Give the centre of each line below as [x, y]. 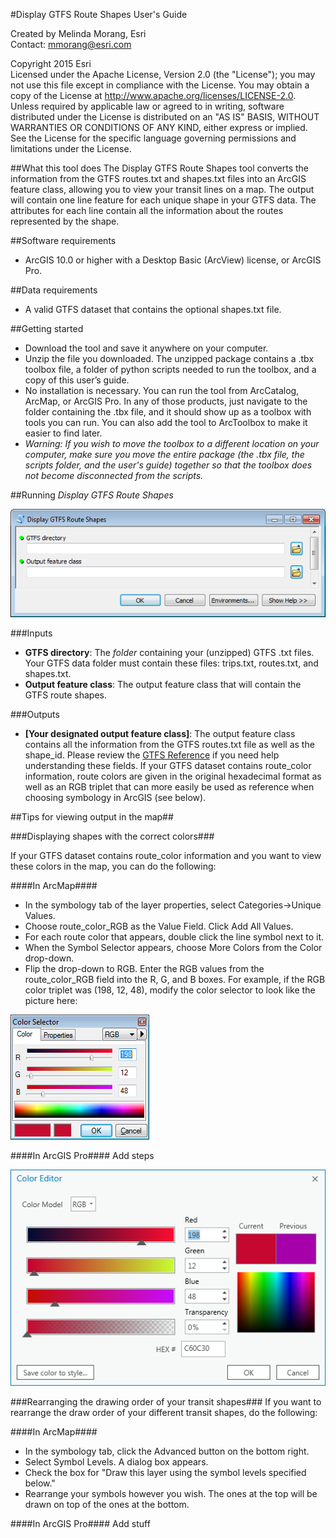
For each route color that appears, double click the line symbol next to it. [174, 936]
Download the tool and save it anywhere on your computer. [146, 348]
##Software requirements [63, 240]
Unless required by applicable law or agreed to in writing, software [147, 106]
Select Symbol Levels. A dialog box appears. [116, 1461]
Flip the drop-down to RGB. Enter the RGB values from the [144, 968]
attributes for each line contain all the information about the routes [147, 210]
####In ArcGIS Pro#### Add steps [82, 1155]
